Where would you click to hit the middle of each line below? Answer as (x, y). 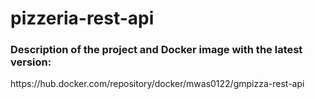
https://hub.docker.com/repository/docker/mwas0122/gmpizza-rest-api (157, 84)
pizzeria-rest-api (82, 18)
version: (31, 62)
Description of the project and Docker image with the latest (156, 50)
